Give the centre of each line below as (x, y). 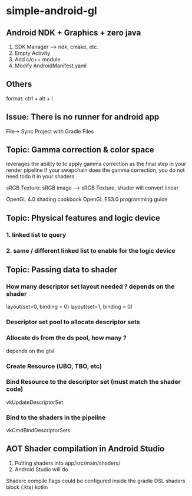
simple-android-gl (52, 11)
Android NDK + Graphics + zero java (74, 33)
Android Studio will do (42, 469)
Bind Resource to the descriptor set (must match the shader (93, 382)
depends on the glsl (30, 351)
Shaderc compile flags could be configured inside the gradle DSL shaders (96, 481)
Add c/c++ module (37, 59)
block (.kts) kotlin (27, 487)
